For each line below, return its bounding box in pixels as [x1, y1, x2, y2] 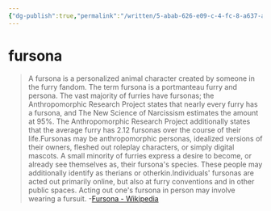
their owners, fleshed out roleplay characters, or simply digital [27, 142, 235, 152]
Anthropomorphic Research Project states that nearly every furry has [27, 99, 258, 109]
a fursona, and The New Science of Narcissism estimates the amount [27, 108, 259, 117]
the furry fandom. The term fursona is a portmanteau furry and [27, 82, 238, 91]
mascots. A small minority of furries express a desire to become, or [27, 150, 252, 160]
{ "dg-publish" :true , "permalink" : [8, 11, 121, 20]
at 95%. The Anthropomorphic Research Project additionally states [27, 116, 251, 126]
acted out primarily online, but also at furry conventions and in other [27, 176, 255, 186]
